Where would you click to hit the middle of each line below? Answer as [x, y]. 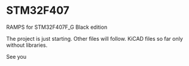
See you [16, 56]
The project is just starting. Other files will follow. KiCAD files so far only [95, 38]
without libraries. [27, 45]
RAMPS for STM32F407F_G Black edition [57, 27]
